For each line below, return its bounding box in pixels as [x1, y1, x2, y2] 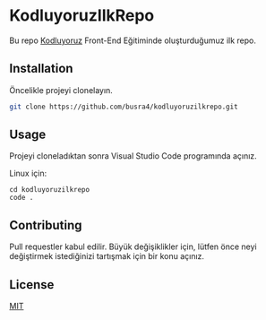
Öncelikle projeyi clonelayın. [9, 84, 114, 95]
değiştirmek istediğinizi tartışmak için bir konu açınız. [9, 251, 204, 262]
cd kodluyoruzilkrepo [9, 186, 90, 195]
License [9, 277, 55, 292]
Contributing [9, 217, 82, 233]
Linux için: [9, 168, 47, 179]
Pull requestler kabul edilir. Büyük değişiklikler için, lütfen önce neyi [9, 241, 257, 252]
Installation [9, 61, 73, 76]
